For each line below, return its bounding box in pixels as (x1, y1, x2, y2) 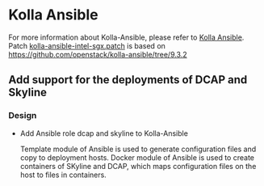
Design (8, 110, 37, 121)
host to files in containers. (19, 170, 107, 180)
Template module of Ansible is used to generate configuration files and (19, 144, 257, 154)
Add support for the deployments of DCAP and (8, 73, 248, 87)
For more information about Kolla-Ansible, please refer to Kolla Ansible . (8, 32, 245, 42)
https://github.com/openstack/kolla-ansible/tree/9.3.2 (8, 49, 187, 59)
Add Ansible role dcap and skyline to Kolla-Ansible (19, 128, 188, 138)
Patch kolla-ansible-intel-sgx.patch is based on (8, 40, 166, 50)
